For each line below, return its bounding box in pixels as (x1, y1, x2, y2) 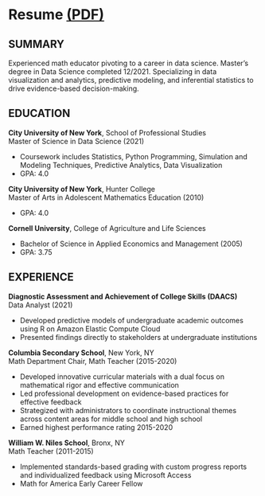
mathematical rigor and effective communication (19, 380, 179, 389)
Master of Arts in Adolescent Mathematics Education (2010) (8, 193, 205, 202)
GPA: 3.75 (19, 247, 53, 256)
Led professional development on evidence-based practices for (19, 389, 229, 398)
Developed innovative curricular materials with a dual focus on (19, 372, 225, 381)
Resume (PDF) (8, 6, 105, 24)
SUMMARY (8, 37, 65, 51)
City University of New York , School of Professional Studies (8, 127, 207, 137)
